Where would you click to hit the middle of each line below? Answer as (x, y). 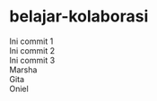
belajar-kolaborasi (79, 17)
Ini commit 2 (32, 50)
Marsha (23, 70)
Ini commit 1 (31, 41)
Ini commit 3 (32, 60)
